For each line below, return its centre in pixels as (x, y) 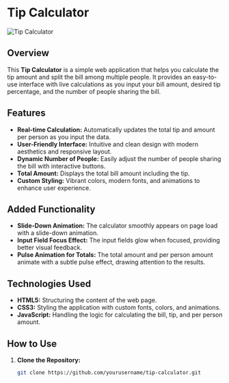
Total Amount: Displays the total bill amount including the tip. (103, 173)
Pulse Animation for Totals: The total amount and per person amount (115, 255)
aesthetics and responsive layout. (64, 151)
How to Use (32, 344)
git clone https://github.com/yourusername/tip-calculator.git (109, 373)
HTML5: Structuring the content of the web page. (87, 300)
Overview (28, 53)
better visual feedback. (49, 247)
